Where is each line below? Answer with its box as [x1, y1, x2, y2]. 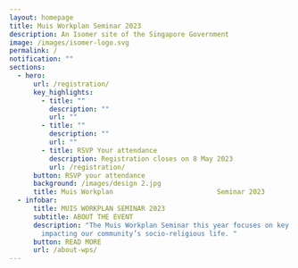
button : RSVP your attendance [32, 171, 145, 180]
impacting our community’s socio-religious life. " [41, 229, 238, 238]
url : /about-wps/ [32, 246, 98, 255]
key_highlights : [32, 88, 94, 96]
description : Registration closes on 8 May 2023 [48, 154, 234, 163]
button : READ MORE [32, 238, 102, 247]
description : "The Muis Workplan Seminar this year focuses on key [32, 221, 290, 230]
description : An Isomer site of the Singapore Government [9, 29, 229, 38]
